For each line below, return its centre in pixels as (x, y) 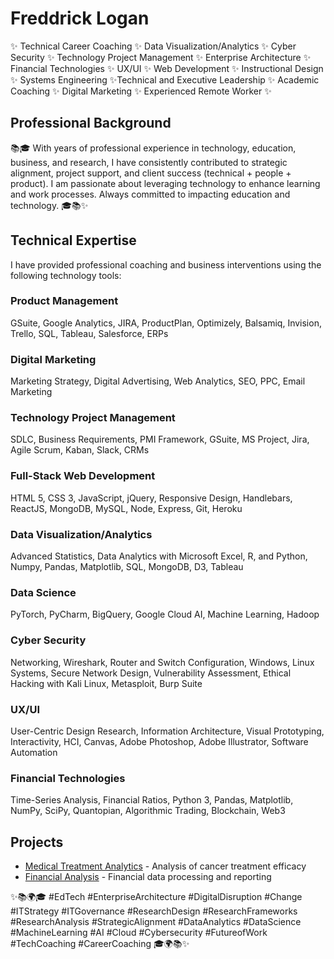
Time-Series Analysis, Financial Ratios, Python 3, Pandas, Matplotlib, (152, 800)
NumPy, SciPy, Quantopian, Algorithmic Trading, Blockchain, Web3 (148, 811)
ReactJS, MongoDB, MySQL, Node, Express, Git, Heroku (126, 508)
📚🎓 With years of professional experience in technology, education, (153, 148)
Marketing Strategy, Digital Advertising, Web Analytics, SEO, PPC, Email (158, 381)
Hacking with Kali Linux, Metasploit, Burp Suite (106, 683)
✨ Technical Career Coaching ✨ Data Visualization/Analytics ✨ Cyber (153, 46)
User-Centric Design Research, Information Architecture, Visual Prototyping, (167, 731)
